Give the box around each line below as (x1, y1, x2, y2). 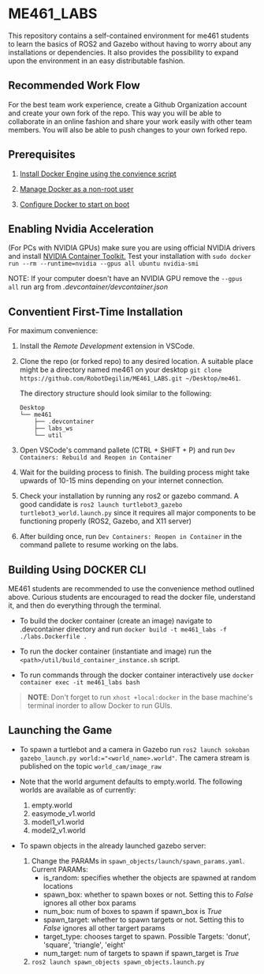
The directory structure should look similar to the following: (19, 388, 212, 399)
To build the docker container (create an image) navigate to (19, 616, 213, 625)
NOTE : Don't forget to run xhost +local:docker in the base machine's (27, 692, 254, 702)
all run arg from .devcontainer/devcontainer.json (8, 282, 169, 292)
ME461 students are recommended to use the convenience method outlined (8, 584, 255, 593)
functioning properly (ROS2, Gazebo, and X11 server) (19, 516, 191, 526)
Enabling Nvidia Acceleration (8, 222, 154, 235)
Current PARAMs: (31, 864, 88, 874)
